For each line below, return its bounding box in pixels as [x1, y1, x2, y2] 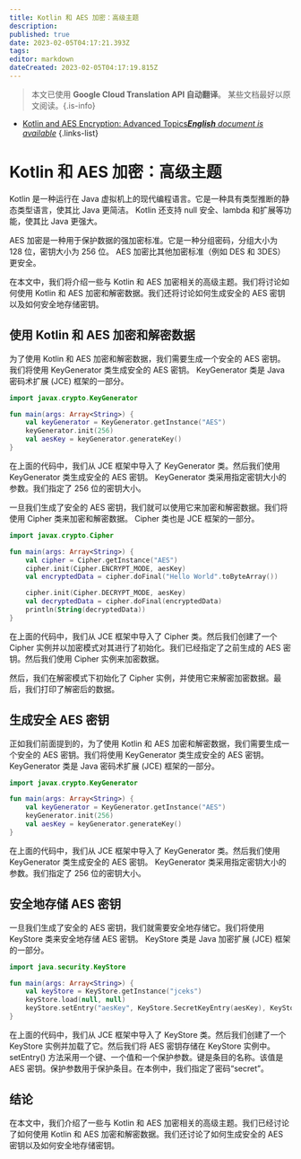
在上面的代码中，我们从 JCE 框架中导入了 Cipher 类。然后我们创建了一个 [9, 630, 278, 642]
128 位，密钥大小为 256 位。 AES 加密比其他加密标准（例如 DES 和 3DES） [9, 246, 286, 257]
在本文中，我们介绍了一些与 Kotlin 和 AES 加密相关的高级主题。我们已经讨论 [9, 1117, 289, 1128]
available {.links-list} [21, 127, 99, 138]
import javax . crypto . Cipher [9, 531, 115, 540]
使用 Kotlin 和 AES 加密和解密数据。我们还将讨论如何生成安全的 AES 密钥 [16, 287, 286, 298]
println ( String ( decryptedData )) [25, 605, 146, 614]
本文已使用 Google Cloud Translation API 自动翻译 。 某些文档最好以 [30, 89, 284, 100]
